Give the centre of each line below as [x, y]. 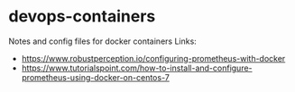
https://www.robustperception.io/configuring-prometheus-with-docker [153, 58]
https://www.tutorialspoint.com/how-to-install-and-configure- [137, 68]
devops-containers [82, 17]
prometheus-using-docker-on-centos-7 [96, 77]
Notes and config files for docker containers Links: [103, 41]
